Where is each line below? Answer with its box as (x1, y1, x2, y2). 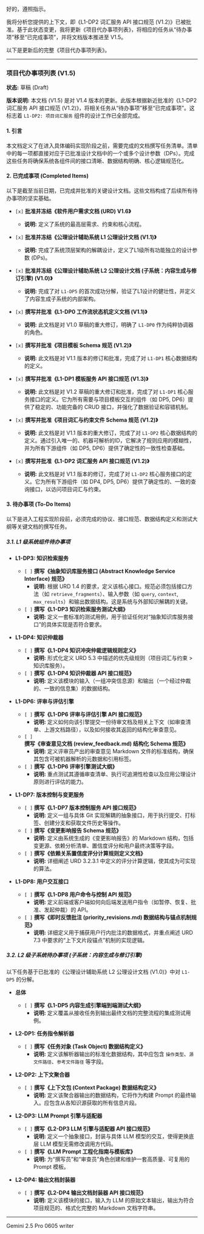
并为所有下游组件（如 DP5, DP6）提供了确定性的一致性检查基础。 (24, 444, 188, 452)
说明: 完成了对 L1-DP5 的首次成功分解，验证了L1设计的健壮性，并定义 (24, 287, 196, 294)
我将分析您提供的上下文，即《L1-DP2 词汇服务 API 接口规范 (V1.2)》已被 (6, 18, 186, 26)
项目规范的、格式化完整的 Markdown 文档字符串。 (33, 1204, 159, 1211)
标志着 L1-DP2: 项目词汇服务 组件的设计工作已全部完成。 (6, 112, 144, 119)
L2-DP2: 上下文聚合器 (15, 1071, 70, 1078)
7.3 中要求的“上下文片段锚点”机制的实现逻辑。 (33, 936, 148, 943)
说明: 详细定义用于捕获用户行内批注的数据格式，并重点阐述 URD (33, 929, 193, 936)
